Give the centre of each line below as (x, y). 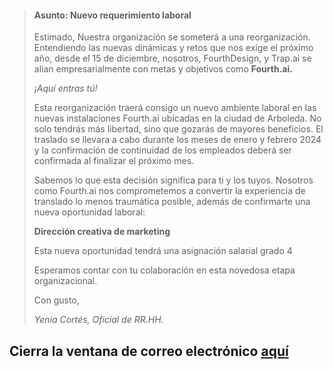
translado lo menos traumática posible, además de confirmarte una (172, 202)
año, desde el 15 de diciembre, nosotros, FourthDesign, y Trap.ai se (172, 58)
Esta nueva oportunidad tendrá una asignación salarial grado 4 (163, 251)
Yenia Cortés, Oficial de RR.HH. (98, 320)
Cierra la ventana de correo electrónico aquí (149, 351)
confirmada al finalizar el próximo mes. (114, 161)
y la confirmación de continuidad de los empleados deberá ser (162, 150)
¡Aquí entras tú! (65, 88)
